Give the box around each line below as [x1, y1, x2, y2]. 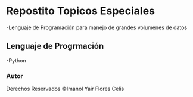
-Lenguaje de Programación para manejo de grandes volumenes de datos [6, 24, 188, 31]
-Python [6, 57, 26, 64]
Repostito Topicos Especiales [6, 4, 155, 18]
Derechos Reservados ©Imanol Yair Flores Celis [6, 85, 124, 93]
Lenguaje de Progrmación [6, 41, 104, 51]
